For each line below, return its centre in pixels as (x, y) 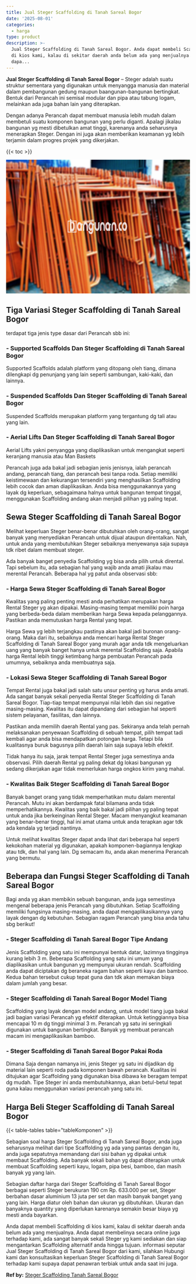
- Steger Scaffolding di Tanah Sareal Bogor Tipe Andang (87, 940)
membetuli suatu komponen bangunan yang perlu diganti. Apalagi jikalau (94, 121)
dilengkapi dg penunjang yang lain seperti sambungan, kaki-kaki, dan (90, 375)
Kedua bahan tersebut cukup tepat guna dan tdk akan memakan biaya (90, 977)
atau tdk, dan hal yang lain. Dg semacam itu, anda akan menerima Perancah (97, 851)
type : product (23, 37)
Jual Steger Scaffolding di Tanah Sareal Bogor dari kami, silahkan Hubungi (95, 1251)
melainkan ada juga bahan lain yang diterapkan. (63, 104)
